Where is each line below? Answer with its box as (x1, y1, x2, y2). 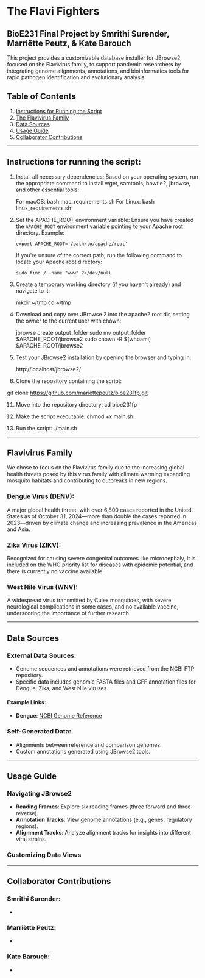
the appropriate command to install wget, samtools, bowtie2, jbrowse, (15, 179, 191, 187)
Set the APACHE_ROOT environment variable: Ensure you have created (15, 216, 194, 223)
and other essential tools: (15, 186, 80, 193)
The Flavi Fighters (7, 4, 100, 18)
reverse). (15, 810, 39, 817)
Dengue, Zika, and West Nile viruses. (15, 685, 109, 692)
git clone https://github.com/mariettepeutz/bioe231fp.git (7, 389, 148, 396)
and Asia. (7, 526, 30, 533)
